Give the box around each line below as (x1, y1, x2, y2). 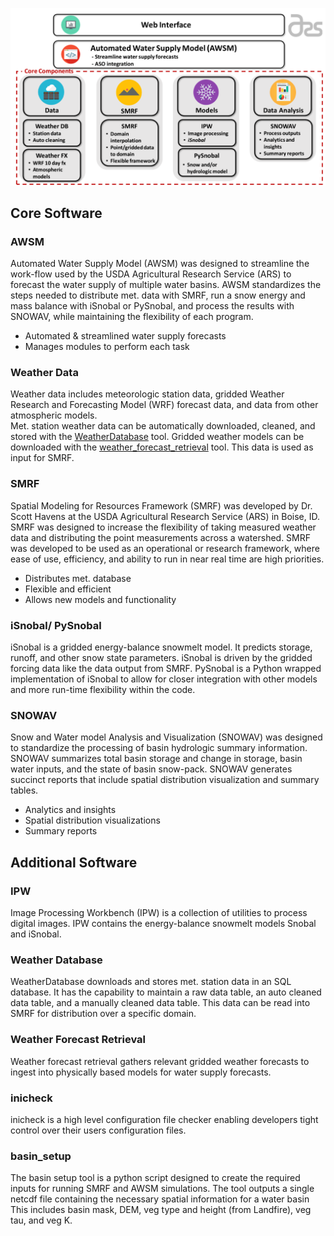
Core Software (10, 204, 103, 222)
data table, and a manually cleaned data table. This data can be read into (10, 997, 311, 1009)
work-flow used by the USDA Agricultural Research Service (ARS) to (10, 268, 292, 280)
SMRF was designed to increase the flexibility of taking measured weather (10, 521, 317, 533)
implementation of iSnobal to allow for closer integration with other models (10, 673, 318, 685)
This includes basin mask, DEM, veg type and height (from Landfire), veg (10, 1204, 312, 1216)
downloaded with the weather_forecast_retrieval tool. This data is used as (10, 441, 314, 453)
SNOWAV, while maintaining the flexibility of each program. (10, 311, 254, 323)
